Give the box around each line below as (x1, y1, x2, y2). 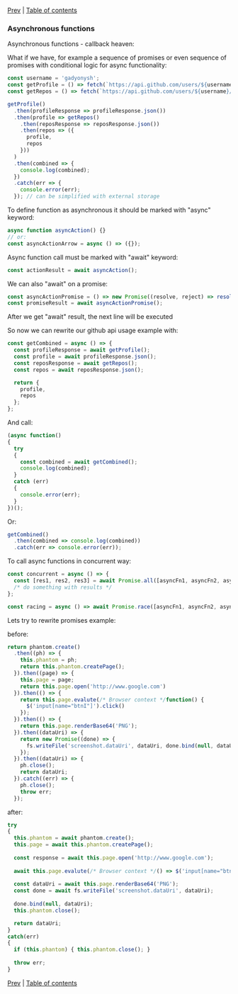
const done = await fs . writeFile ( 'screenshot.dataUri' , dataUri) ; (13, 887, 214, 895)
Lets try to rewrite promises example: (7, 616, 116, 624)
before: (7, 630, 29, 638)
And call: (7, 418, 33, 427)
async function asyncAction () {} (7, 227, 106, 235)
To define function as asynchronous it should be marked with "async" (7, 205, 211, 215)
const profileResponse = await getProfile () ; (13, 346, 151, 354)
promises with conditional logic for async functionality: (7, 61, 167, 69)
